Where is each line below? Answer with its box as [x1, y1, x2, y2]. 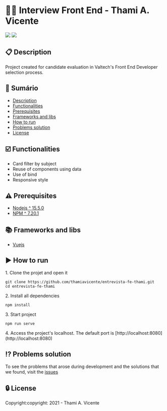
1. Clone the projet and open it [5, 269, 68, 276]
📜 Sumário [5, 84, 39, 93]
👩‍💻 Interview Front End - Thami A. [5, 5, 150, 16]
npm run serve [5, 321, 35, 326]
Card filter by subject [12, 161, 57, 167]
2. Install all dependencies [5, 293, 60, 299]
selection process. [5, 69, 44, 75]
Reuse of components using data [12, 166, 82, 172]
